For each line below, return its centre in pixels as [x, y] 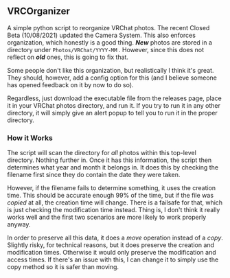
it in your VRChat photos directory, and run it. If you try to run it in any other [114, 105]
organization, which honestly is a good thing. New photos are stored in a [110, 42]
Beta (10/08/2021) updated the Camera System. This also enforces [101, 35]
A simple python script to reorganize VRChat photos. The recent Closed [108, 27]
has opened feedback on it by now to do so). [70, 84]
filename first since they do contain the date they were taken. [94, 175]
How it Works [30, 138]
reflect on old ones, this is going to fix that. [68, 57]
